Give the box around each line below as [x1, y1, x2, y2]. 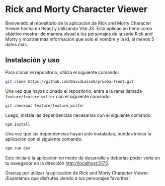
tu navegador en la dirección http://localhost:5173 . [5, 160, 109, 166]
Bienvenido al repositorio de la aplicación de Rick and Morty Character [5, 20, 152, 26]
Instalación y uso [5, 56, 60, 65]
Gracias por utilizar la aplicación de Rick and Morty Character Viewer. [5, 170, 149, 176]
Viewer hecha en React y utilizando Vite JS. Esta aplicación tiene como [5, 25, 152, 31]
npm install [5, 122, 30, 127]
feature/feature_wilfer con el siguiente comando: [5, 93, 111, 99]
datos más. [5, 41, 29, 47]
